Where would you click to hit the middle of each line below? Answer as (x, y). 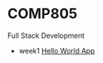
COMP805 (43, 14)
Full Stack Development (46, 35)
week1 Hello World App (57, 50)
